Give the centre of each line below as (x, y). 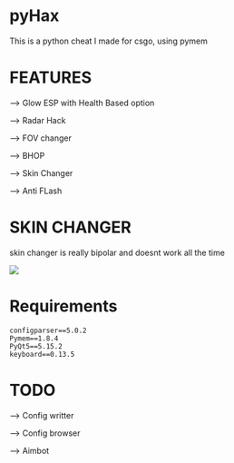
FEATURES (51, 78)
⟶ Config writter (42, 415)
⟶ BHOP (27, 155)
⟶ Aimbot (29, 450)
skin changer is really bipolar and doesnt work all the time (117, 252)
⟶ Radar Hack (38, 120)
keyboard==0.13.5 (42, 354)
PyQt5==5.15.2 (36, 346)
